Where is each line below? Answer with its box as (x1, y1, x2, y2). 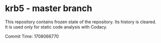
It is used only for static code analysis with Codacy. (5, 24, 107, 29)
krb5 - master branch (5, 3, 92, 14)
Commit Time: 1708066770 (5, 33, 59, 39)
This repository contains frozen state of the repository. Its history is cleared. (5, 19, 156, 25)
